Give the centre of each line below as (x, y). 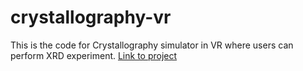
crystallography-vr (91, 17)
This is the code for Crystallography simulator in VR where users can (152, 45)
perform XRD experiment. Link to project (94, 55)
